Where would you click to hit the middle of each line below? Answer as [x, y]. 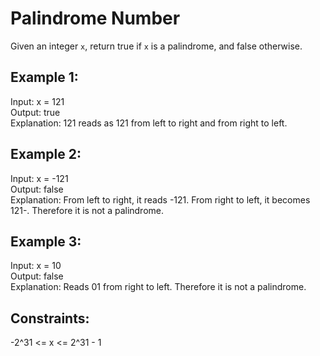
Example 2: [46, 154]
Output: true [35, 112]
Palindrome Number [95, 18]
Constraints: [50, 318]
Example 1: [44, 77]
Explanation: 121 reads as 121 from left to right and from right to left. [149, 123]
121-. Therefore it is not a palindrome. [87, 210]
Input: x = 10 [36, 266]
